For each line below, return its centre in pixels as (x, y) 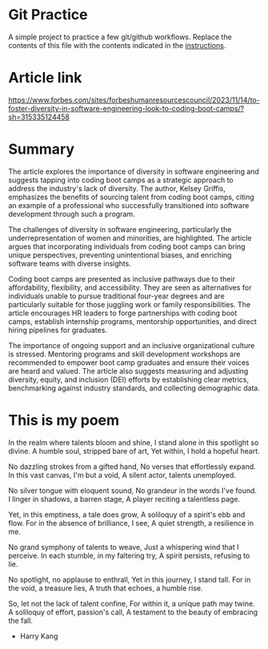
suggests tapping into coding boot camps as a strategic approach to (121, 180)
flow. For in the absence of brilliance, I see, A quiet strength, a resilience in (131, 523)
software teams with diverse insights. (70, 263)
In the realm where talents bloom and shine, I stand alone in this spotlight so (134, 443)
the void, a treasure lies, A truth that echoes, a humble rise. (106, 588)
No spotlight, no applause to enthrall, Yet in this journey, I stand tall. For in (130, 579)
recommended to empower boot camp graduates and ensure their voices (129, 363)
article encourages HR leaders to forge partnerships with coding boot (123, 313)
